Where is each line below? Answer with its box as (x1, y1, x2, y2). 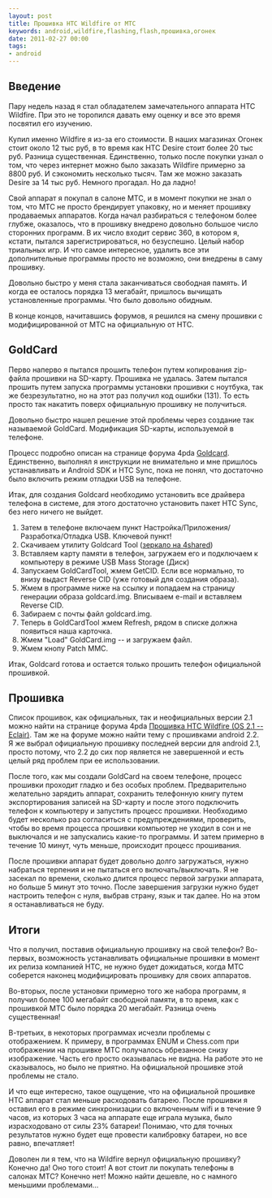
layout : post (8, 11, 53, 20)
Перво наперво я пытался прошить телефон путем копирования (8, 365, 232, 374)
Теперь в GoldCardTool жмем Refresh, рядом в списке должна (19, 617, 238, 627)
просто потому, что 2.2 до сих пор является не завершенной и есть (8, 747, 244, 757)
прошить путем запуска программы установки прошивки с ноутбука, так (8, 382, 264, 391)
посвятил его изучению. (8, 119, 93, 128)
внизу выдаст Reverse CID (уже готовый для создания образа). (19, 574, 240, 584)
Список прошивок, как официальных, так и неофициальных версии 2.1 (8, 712, 253, 723)
